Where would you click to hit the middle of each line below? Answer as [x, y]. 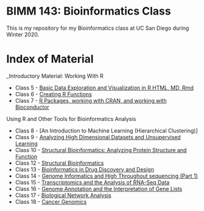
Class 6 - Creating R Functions [54, 94]
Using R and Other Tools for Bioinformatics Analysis [71, 119]
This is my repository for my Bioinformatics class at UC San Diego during [98, 28]
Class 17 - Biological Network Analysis [63, 195]
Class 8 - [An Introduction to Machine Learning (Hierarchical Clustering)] [106, 130]
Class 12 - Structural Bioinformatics [59, 163]
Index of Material [50, 59]
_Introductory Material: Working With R [55, 76]
